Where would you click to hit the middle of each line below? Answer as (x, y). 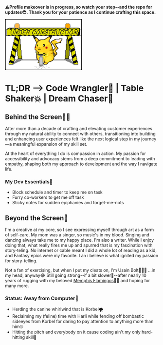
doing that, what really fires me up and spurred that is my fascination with (79, 245)
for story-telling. (21, 261)
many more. (17, 286)
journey (149, 139)
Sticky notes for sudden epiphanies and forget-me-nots (68, 203)
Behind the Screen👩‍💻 (38, 117)
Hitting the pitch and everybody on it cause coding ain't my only (76, 332)
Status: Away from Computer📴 (42, 298)
